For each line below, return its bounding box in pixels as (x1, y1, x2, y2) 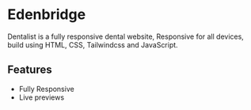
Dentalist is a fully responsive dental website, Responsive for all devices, (7, 32, 245, 41)
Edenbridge (7, 6, 86, 24)
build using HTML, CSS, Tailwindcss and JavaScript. (7, 40, 179, 49)
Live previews (18, 93, 65, 102)
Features (7, 63, 52, 77)
